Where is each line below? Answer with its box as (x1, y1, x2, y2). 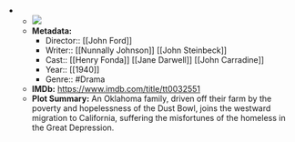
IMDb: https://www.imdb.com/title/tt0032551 (31, 84, 201, 94)
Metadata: (31, 25, 73, 36)
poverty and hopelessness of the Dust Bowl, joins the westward (31, 103, 271, 114)
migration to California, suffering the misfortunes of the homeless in (31, 113, 286, 123)
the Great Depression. (31, 122, 115, 133)
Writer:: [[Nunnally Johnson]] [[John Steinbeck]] (45, 45, 228, 56)
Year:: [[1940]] (45, 65, 100, 75)
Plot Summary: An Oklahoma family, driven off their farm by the (31, 93, 272, 104)
